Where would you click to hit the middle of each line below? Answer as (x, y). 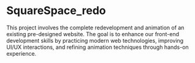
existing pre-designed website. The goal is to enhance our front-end (93, 34)
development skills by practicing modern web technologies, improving (95, 40)
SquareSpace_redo (56, 11)
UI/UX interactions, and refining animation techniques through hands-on (97, 47)
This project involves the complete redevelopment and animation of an (95, 28)
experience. (21, 53)
